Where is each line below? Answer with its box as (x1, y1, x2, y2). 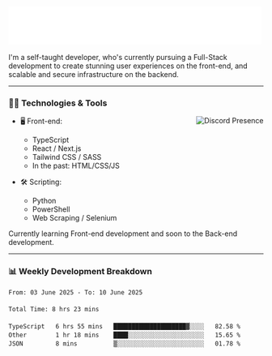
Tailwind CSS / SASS (32, 152, 102, 162)
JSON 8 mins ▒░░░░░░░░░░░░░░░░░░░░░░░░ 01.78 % (8, 339, 241, 348)
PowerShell (32, 204, 70, 214)
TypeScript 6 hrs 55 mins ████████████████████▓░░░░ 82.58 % (8, 323, 241, 331)
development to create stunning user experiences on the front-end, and (8, 61, 249, 71)
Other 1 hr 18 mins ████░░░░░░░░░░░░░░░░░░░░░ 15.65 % (8, 331, 241, 339)
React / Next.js (32, 144, 82, 153)
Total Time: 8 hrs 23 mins (8, 306, 100, 314)
